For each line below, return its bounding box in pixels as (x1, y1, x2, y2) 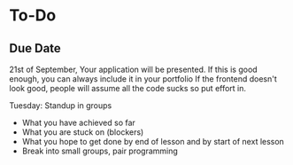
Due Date (9, 41, 62, 56)
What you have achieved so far (21, 117, 135, 128)
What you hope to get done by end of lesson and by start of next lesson (21, 137, 285, 146)
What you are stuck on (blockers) (21, 127, 144, 137)
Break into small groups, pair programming (21, 145, 179, 156)
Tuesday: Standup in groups (9, 100, 112, 111)
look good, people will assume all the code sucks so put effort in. (9, 83, 246, 93)
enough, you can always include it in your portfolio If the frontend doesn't (9, 74, 277, 84)
